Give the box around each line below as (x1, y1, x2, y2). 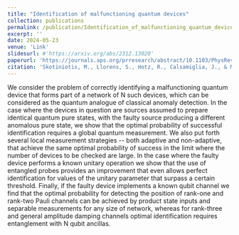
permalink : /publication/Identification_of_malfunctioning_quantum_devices (7, 23, 237, 31)
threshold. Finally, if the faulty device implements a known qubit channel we (7, 181, 230, 189)
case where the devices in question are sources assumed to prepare (7, 105, 208, 114)
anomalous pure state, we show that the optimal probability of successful (7, 120, 223, 129)
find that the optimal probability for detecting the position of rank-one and (7, 189, 224, 197)
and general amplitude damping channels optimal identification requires (7, 211, 218, 220)
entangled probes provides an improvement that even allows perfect (7, 166, 208, 174)
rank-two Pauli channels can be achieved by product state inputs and (7, 197, 211, 205)
